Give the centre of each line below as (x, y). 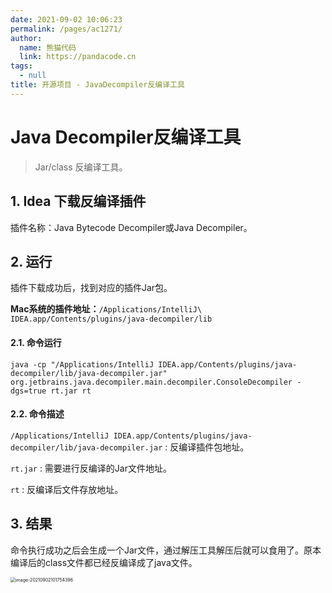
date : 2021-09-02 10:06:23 (66, 19)
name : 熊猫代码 (48, 47)
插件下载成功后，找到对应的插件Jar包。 (91, 288)
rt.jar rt (71, 391)
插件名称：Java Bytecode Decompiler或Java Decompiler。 (131, 227)
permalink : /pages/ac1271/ (66, 29)
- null (33, 76)
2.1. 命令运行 (36, 342)
